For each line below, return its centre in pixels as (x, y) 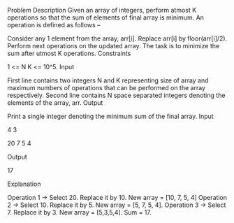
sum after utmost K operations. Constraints (69, 53)
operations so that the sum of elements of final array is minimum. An (106, 17)
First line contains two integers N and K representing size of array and (108, 80)
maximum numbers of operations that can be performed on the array (107, 88)
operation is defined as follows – (54, 25)
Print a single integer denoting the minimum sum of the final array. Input (111, 116)
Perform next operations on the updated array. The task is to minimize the (114, 46)
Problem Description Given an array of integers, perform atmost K (102, 10)
